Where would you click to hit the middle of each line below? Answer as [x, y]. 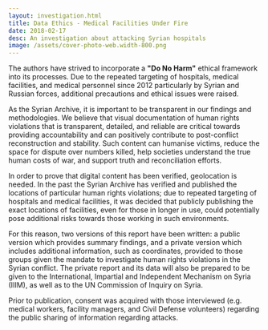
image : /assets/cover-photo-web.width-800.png [87, 46]
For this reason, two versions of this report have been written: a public [124, 234]
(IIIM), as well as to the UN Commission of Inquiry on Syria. [106, 285]
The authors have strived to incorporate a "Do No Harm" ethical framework [133, 68]
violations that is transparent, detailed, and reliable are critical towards [124, 127]
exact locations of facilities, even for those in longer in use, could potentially [134, 210]
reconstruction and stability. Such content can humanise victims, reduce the [134, 143]
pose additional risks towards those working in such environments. [119, 219]
